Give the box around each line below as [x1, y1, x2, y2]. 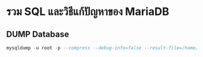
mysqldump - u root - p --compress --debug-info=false [6, 45, 142, 51]
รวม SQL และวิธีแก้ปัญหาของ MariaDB [6, 5, 169, 19]
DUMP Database [6, 29, 69, 39]
